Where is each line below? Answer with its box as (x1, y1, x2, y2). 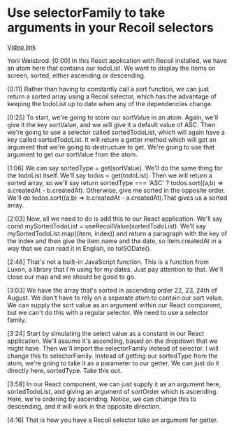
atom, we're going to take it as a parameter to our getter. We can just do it (7, 358, 219, 367)
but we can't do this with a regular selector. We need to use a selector (7, 308, 209, 316)
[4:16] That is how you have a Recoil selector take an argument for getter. (7, 416, 219, 424)
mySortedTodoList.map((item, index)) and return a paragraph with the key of (7, 229, 228, 238)
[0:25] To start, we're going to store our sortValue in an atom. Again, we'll (7, 113, 219, 122)
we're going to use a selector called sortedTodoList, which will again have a (7, 128, 225, 136)
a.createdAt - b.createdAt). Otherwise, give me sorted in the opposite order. (7, 186, 226, 194)
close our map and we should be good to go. (7, 272, 136, 281)
